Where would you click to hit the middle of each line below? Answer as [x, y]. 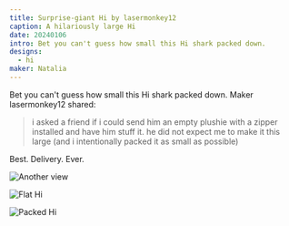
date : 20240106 [38, 35]
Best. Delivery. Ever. [47, 159]
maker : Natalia [38, 69]
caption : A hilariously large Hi [73, 26]
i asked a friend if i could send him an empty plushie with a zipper [155, 122]
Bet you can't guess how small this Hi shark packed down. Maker [132, 94]
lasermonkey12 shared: [53, 104]
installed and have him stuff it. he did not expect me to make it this [155, 131]
